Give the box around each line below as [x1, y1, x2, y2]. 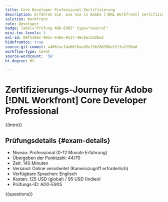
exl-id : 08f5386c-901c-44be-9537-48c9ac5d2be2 [5, 35, 104, 40]
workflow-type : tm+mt [5, 49, 50, 54]
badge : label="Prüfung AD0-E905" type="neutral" [5, 26, 108, 31]
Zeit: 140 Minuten [12, 160, 48, 166]
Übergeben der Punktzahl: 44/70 [12, 155, 81, 161]
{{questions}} [5, 191, 33, 197]
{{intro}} [5, 122, 22, 128]
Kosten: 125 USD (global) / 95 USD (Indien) [12, 176, 101, 182]
